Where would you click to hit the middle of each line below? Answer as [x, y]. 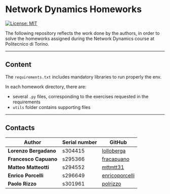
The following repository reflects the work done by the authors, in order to [82, 33]
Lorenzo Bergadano [32, 150]
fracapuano [116, 159]
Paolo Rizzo [22, 183]
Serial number [80, 142]
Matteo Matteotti [29, 167]
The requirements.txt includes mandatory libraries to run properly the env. [83, 76]
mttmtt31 [113, 167]
